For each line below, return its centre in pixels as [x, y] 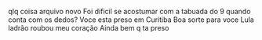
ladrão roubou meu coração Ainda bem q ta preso [89, 28]
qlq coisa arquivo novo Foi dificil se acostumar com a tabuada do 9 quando [129, 11]
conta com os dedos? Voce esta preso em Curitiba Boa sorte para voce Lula [131, 20]
